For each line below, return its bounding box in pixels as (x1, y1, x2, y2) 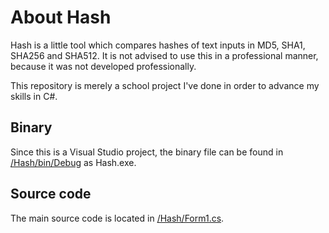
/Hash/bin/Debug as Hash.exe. (10, 156, 137, 168)
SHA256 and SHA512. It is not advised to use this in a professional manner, (10, 49, 319, 61)
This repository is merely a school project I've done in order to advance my (10, 79, 320, 91)
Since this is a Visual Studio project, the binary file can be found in (10, 146, 284, 158)
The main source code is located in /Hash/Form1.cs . (10, 212, 225, 224)
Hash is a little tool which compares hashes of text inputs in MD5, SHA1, (10, 39, 306, 51)
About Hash (10, 6, 112, 29)
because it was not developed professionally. (10, 60, 197, 72)
